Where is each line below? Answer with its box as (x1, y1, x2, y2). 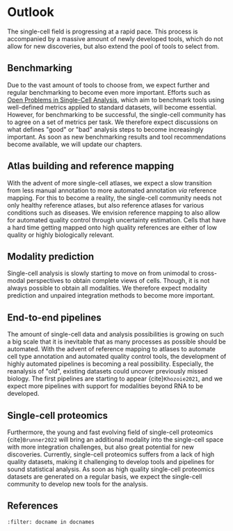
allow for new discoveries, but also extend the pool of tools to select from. (7, 42, 220, 50)
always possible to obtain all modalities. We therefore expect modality (7, 284, 207, 293)
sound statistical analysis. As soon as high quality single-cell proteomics (7, 465, 215, 473)
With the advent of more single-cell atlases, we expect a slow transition (7, 178, 212, 187)
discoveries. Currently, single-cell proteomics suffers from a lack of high (7, 450, 215, 459)
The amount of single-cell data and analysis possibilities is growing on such (7, 330, 224, 339)
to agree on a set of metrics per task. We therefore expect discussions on (7, 118, 218, 126)
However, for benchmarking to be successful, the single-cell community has (7, 110, 226, 118)
